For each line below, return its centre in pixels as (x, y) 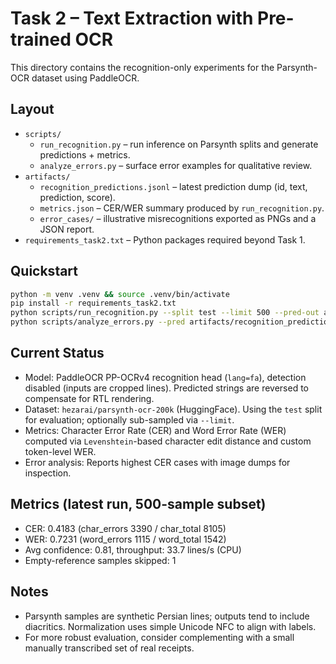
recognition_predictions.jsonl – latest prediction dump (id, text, (173, 186)
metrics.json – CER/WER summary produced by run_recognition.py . (182, 208)
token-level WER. (60, 451)
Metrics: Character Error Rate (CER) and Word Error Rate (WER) (155, 430)
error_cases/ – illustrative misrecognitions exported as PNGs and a (178, 218)
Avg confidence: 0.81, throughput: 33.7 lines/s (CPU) (133, 549)
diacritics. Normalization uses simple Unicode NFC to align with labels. (170, 626)
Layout (32, 109)
